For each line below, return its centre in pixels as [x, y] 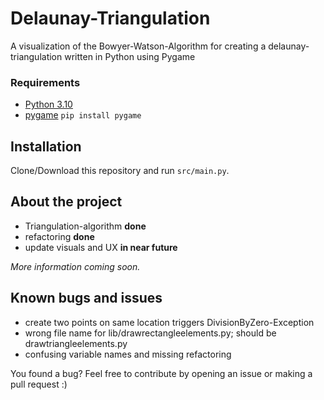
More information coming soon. [75, 266]
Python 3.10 [48, 104]
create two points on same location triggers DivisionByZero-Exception [169, 322]
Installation [46, 146]
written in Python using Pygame [130, 56]
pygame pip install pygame [83, 115]
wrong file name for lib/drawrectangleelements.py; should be [150, 333]
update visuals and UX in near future [101, 247]
